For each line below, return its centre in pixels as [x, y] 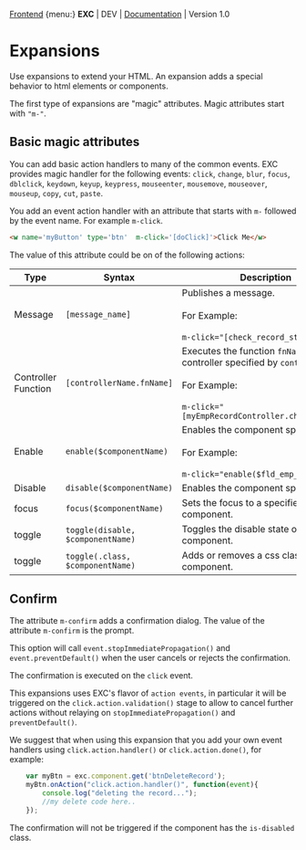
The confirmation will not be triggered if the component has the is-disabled [152, 827]
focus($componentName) [114, 508]
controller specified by [230, 362]
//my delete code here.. [89, 802]
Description [266, 277]
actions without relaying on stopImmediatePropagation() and [122, 713]
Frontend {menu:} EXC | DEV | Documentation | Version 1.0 [120, 14]
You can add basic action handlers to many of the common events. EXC [144, 163]
